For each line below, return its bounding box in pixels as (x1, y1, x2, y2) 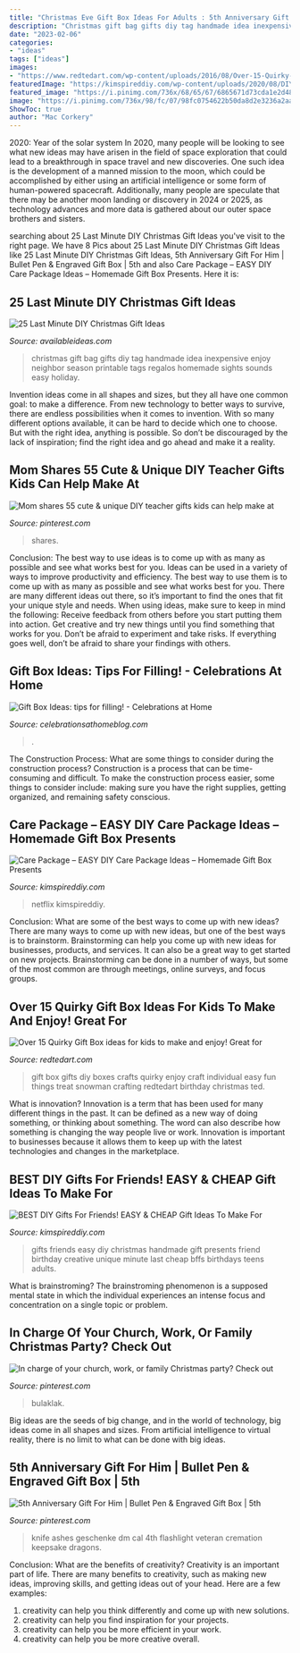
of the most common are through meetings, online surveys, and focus (9, 964, 266, 974)
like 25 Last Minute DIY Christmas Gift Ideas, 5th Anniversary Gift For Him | (9, 249, 285, 260)
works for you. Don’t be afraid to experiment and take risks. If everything (9, 628, 277, 639)
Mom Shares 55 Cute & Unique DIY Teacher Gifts (9, 462, 285, 478)
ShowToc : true (9, 105, 62, 114)
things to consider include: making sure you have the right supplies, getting (9, 781, 287, 792)
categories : (9, 38, 54, 47)
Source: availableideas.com (9, 335, 112, 346)
